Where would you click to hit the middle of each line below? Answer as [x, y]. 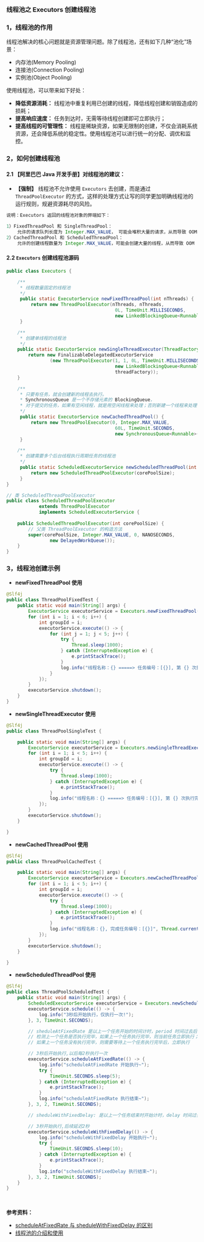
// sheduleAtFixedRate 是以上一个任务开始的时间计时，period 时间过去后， [115, 1031]
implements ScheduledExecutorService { [89, 512]
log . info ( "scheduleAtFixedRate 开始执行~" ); [94, 1065]
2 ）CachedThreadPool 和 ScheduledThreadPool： [65, 237]
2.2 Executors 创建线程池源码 [43, 258]
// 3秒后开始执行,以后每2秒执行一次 [68, 1054]
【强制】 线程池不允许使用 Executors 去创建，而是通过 [83, 189]
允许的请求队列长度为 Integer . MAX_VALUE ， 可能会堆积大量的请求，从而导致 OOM [107, 232]
